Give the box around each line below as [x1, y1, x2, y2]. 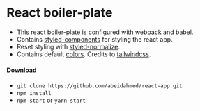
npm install [16, 90, 52, 97]
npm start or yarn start [16, 96, 86, 105]
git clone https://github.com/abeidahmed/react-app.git [16, 83, 183, 89]
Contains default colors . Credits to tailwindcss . [16, 50, 151, 58]
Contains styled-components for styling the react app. [16, 35, 173, 43]
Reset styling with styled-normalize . [16, 42, 120, 51]
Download [6, 66, 37, 74]
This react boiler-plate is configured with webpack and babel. [16, 28, 194, 36]
